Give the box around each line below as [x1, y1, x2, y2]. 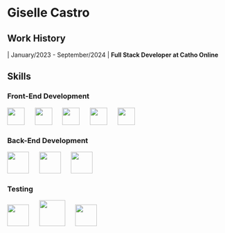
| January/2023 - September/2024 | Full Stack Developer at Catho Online [7, 50, 219, 59]
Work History [7, 32, 66, 44]
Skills [7, 71, 31, 82]
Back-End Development [7, 136, 89, 145]
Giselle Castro [7, 5, 90, 21]
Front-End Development [7, 91, 90, 101]
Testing [7, 184, 33, 194]
